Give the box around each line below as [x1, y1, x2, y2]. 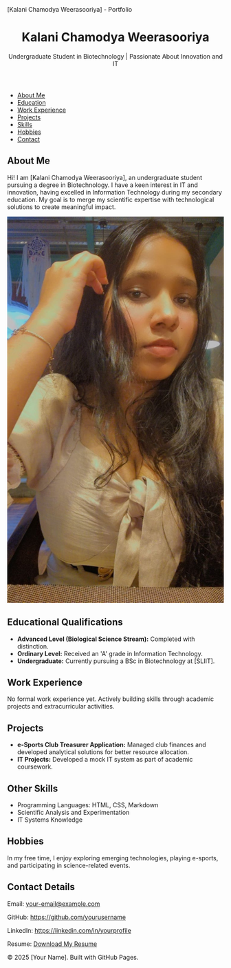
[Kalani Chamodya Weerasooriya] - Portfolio [7, 6, 133, 13]
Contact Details [7, 881, 76, 893]
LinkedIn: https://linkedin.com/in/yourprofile [7, 926, 132, 934]
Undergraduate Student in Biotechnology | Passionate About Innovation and [8, 52, 223, 60]
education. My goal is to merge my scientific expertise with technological [7, 195, 214, 204]
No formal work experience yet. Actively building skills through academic [7, 695, 214, 703]
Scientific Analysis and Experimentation [16, 809, 130, 816]
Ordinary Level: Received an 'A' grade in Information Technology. [16, 649, 203, 658]
